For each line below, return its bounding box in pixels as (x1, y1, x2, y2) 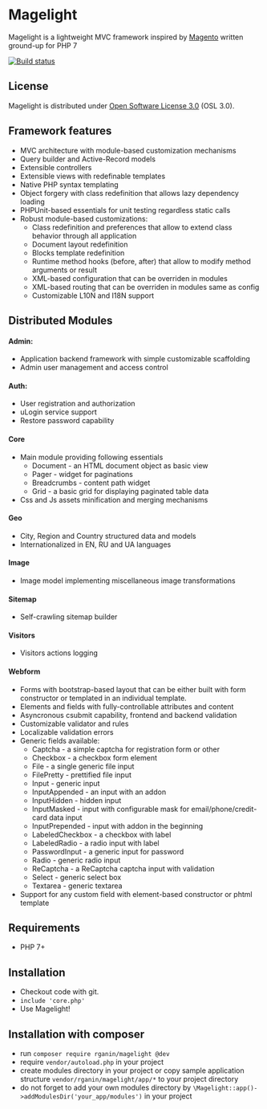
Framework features (8, 124, 112, 138)
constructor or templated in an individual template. (19, 693, 187, 703)
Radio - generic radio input (31, 855, 121, 865)
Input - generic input (31, 778, 100, 788)
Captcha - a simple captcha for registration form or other (31, 744, 220, 754)
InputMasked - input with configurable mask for (31, 804, 190, 813)
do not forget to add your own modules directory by (19, 1082, 192, 1093)
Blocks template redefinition (31, 247, 125, 258)
